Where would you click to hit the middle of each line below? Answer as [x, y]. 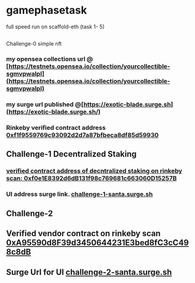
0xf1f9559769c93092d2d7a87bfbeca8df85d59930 [82, 135]
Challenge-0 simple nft [34, 44]
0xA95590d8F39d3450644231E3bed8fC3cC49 [97, 243]
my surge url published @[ [45, 105]
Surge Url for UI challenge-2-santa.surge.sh [89, 272]
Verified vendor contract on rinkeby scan [83, 234]
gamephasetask [47, 10]
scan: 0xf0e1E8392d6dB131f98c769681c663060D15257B [92, 178]
